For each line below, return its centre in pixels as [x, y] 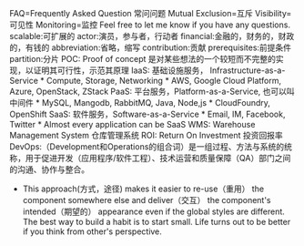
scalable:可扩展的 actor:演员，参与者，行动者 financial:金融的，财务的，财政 [152, 36]
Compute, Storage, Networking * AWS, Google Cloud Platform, [164, 81]
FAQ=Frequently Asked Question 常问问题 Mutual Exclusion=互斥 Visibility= [151, 13]
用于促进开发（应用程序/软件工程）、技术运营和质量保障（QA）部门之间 [158, 158]
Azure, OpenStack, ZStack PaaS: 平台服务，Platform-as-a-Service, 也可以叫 [152, 91]
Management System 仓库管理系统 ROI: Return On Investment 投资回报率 [147, 135]
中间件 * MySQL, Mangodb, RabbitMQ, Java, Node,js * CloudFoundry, [140, 102]
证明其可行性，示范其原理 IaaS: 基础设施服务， [121, 70]
